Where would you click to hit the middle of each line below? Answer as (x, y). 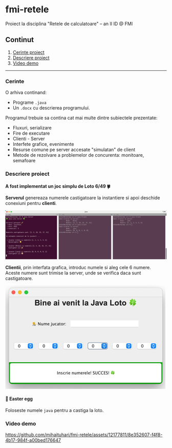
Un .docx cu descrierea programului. (51, 108)
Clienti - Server (29, 139)
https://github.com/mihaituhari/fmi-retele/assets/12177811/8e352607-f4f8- (84, 435)
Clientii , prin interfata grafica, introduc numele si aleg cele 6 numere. (78, 267)
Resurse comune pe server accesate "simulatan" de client (74, 150)
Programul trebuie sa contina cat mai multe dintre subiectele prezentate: (81, 118)
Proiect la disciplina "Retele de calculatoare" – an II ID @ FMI (69, 24)
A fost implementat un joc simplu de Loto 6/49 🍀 (58, 186)
